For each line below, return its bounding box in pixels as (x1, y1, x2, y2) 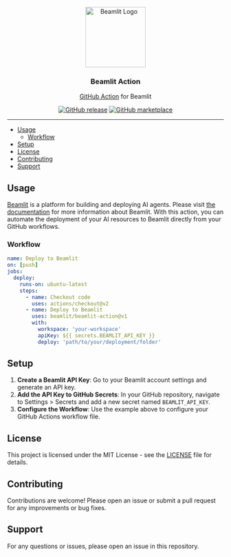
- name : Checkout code (25, 294, 91, 301)
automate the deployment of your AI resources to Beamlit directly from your (7, 215, 221, 223)
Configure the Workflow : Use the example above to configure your (16, 405, 208, 414)
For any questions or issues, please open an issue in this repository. (7, 542, 199, 550)
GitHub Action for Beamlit (79, 92, 152, 101)
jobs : (7, 268, 23, 275)
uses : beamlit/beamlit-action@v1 (32, 313, 128, 320)
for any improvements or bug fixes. (7, 504, 107, 512)
